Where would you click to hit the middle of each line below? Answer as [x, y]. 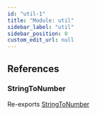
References [33, 69]
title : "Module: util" [41, 20]
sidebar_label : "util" [41, 27]
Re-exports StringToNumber [48, 104]
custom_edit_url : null [41, 40]
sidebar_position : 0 [38, 34]
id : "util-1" [27, 14]
